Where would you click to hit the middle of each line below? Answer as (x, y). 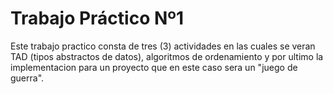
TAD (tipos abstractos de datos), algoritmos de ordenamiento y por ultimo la (167, 56)
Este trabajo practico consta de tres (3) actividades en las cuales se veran (163, 46)
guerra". (27, 78)
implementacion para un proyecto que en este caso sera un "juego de (154, 67)
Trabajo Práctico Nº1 (97, 18)
